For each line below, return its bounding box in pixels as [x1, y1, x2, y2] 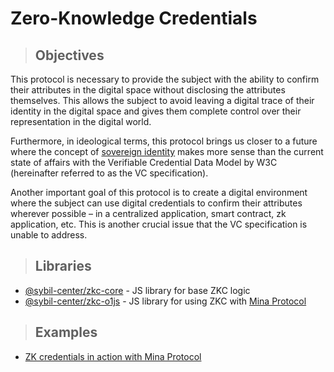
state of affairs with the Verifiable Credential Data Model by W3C [10, 157, 278, 168]
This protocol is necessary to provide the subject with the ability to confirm [10, 73, 320, 85]
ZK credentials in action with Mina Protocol [24, 350, 202, 362]
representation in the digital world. [10, 116, 152, 127]
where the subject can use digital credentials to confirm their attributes [10, 197, 303, 209]
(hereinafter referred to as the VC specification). [10, 167, 209, 179]
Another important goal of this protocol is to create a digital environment [10, 187, 308, 198]
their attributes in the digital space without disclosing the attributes [10, 84, 286, 96]
